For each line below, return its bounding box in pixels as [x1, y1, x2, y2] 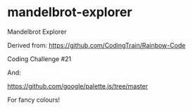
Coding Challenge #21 [7, 54, 72, 63]
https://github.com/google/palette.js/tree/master [7, 81, 149, 90]
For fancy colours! [7, 96, 61, 104]
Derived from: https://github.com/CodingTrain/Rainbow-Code [7, 41, 186, 49]
